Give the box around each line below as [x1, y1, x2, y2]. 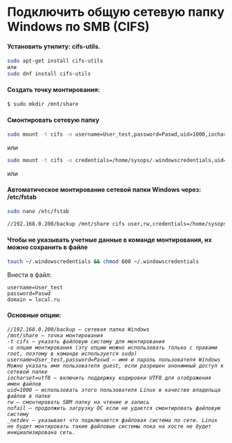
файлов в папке [7, 392, 51, 400]
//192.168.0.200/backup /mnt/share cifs [7, 221, 126, 228]
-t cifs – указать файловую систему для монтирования [7, 338, 166, 345]
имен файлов [7, 381, 41, 388]
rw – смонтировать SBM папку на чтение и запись [7, 399, 150, 406]
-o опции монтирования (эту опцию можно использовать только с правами [7, 344, 217, 352]
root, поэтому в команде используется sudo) [7, 350, 137, 357]
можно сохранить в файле [7, 243, 88, 251]
